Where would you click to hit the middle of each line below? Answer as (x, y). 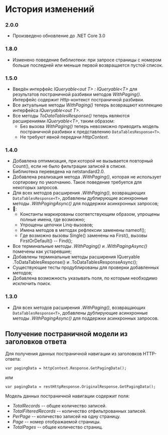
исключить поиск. (32, 283)
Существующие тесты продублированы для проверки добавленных (86, 267)
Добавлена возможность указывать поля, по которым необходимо (85, 278)
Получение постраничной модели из (66, 334)
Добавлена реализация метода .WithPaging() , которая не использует (87, 177)
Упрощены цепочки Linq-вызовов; (57, 225)
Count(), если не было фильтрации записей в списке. (69, 166)
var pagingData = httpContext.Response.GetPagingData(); (66, 368)
